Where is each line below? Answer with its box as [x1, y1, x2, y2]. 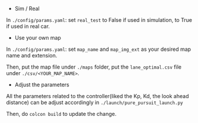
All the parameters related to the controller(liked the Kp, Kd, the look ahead [6, 93, 189, 99]
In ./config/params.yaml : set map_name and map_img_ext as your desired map [6, 46, 191, 53]
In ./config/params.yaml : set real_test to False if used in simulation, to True [6, 17, 193, 23]
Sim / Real [14, 5, 40, 12]
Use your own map [14, 34, 61, 41]
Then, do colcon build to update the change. [6, 111, 117, 117]
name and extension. [6, 52, 58, 59]
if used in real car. [6, 23, 50, 30]
